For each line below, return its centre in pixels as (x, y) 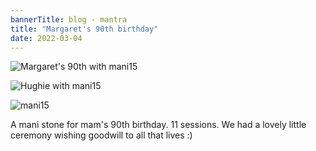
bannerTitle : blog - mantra (69, 19)
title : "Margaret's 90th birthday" (84, 29)
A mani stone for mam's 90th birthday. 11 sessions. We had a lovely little (158, 125)
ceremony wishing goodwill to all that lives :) (101, 135)
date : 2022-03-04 (46, 38)
